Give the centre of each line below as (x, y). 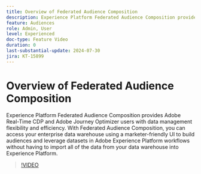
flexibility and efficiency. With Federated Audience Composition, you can (96, 128)
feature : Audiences (31, 23)
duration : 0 (21, 45)
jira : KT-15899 (25, 56)
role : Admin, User (29, 28)
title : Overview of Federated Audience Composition (72, 12)
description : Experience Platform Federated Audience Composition (91, 17)
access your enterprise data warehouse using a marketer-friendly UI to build (100, 134)
